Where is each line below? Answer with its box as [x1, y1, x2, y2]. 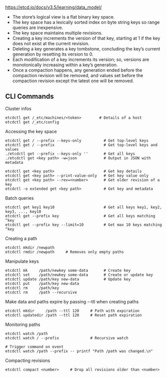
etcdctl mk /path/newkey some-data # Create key [5, 268, 131, 273]
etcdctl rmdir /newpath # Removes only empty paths [5, 249, 124, 254]
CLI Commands [5, 92, 54, 101]
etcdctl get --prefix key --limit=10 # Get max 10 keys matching [5, 222, 162, 227]
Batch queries [5, 195, 34, 201]
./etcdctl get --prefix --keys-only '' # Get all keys [5, 151, 135, 156]
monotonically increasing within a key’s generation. [12, 62, 118, 68]
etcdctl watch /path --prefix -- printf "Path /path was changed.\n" [5, 348, 153, 353]
